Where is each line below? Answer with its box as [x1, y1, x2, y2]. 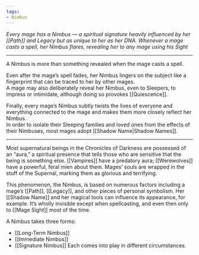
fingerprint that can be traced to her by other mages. [6, 78, 135, 85]
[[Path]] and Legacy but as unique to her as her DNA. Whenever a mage [6, 37, 184, 44]
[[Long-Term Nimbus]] [14, 229, 70, 236]
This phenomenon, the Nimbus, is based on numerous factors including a [6, 181, 185, 188]
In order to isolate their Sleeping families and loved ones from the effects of [6, 121, 191, 128]
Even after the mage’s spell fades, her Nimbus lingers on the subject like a [6, 72, 187, 79]
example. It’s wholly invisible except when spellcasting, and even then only [6, 200, 188, 207]
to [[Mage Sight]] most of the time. [6, 206, 91, 213]
